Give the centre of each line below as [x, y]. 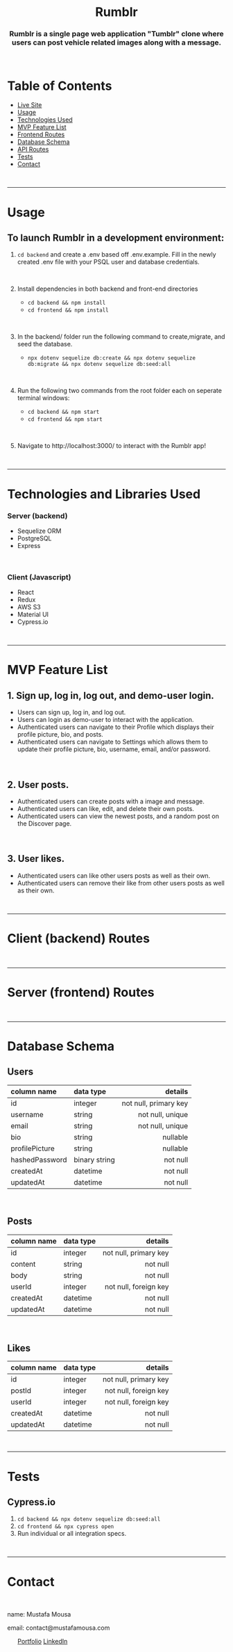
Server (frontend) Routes [81, 992]
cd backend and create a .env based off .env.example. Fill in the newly [116, 255]
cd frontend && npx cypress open [66, 1527]
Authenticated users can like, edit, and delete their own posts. [105, 809]
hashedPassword [39, 1160]
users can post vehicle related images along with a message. [116, 42]
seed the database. [45, 344]
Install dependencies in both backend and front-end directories [107, 289]
